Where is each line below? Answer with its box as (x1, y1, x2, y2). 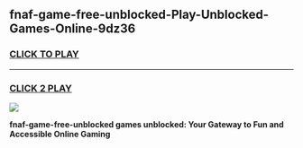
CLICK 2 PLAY (9, 82, 72, 94)
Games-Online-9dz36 (9, 22, 136, 37)
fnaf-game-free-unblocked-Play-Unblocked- (9, 7, 269, 22)
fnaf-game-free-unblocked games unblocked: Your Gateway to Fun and (9, 118, 284, 129)
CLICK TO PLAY (9, 48, 79, 61)
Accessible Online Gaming (9, 128, 111, 139)
